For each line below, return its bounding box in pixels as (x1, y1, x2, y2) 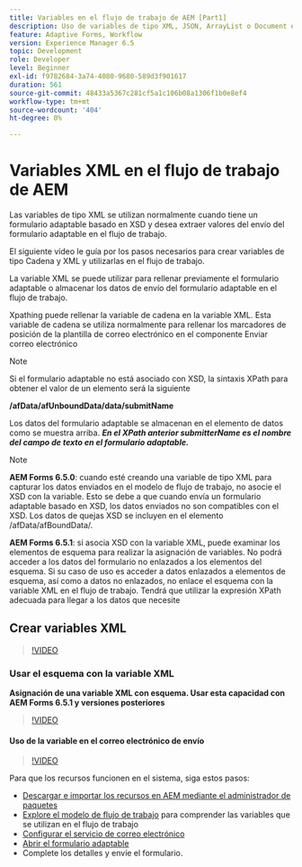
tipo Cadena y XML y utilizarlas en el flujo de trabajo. (9, 256, 205, 267)
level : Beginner (9, 64, 70, 73)
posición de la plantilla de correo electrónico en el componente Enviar (9, 329, 268, 340)
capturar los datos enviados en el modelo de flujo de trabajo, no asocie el (9, 481, 281, 492)
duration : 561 (9, 80, 63, 89)
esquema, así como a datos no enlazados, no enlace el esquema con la (9, 576, 274, 587)
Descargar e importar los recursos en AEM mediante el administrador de (22, 790, 291, 801)
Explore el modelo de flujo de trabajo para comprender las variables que (22, 809, 290, 820)
